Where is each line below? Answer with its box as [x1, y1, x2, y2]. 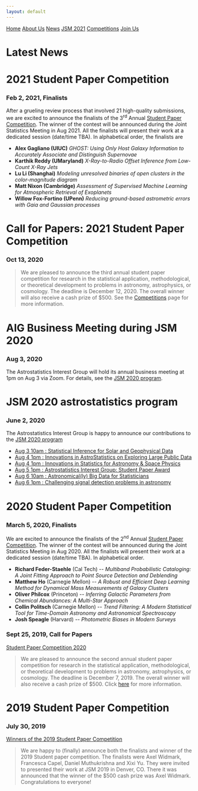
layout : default [6, 8, 46, 15]
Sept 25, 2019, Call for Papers [6, 630, 93, 638]
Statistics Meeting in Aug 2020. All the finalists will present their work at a [6, 547, 185, 555]
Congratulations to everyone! [20, 779, 91, 786]
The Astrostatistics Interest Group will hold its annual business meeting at [6, 368, 184, 375]
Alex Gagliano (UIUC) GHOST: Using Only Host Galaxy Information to [14, 144, 184, 151]
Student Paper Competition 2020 [6, 644, 87, 651]
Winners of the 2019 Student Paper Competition [6, 735, 123, 743]
